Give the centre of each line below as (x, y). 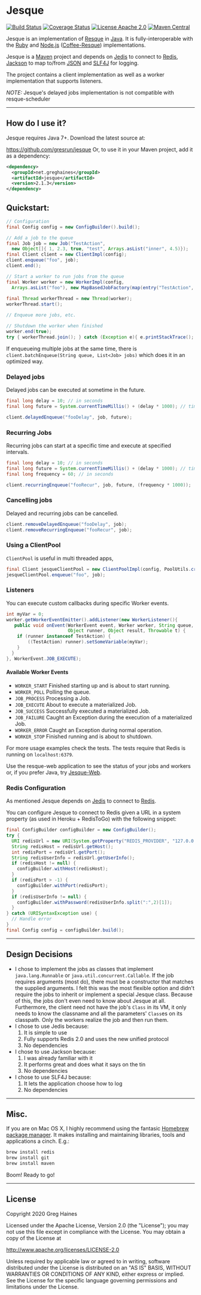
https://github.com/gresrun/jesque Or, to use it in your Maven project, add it (100, 149)
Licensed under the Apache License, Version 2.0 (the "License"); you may (98, 1225)
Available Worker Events (37, 672)
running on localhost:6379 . (40, 754)
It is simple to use (45, 1032)
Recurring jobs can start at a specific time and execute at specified (89, 445)
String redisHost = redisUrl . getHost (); (63, 846)
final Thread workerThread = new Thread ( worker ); (69, 299)
